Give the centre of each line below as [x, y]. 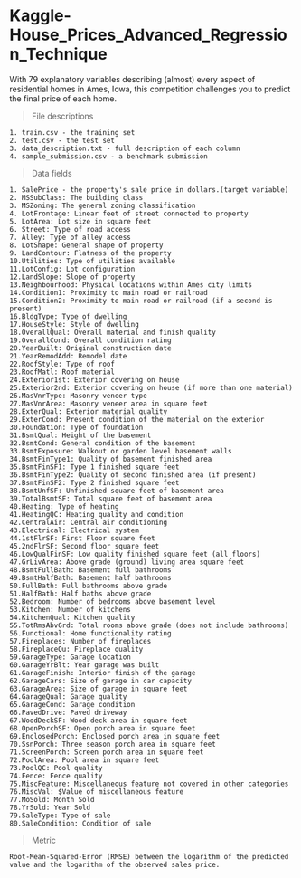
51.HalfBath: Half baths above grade [80, 594]
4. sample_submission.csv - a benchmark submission [108, 156]
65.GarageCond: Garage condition [72, 704]
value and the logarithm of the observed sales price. [115, 864]
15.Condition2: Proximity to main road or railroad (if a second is [141, 301]
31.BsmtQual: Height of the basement [80, 435]
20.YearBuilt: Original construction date [90, 348]
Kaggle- [41, 16]
